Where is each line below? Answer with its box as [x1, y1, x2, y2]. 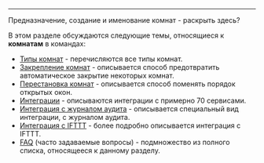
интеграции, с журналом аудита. [19, 113, 130, 121]
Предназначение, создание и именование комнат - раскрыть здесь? [8, 16, 240, 24]
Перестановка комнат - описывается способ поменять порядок [19, 79, 236, 89]
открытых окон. [19, 88, 73, 96]
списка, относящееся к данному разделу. [19, 146, 161, 155]
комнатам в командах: [8, 39, 86, 48]
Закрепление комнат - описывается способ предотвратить [19, 63, 220, 71]
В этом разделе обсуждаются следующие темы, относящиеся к [8, 31, 225, 40]
